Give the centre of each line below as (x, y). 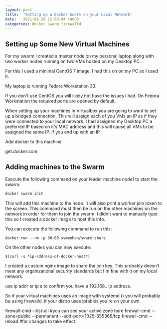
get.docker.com (21, 151)
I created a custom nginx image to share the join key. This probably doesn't (83, 265)
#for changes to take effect (47, 321)
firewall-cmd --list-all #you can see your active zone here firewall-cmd (78, 310)
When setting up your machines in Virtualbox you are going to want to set (81, 111)
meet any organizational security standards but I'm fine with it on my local (81, 271)
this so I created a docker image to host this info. (55, 219)
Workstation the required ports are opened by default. (61, 101)
